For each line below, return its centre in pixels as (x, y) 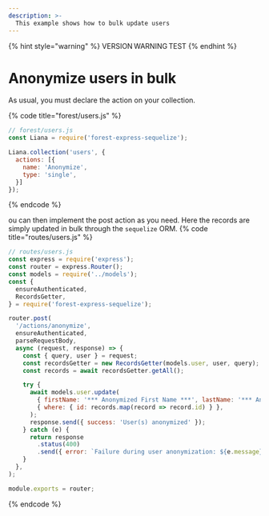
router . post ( (30, 318)
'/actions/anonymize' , (53, 326)
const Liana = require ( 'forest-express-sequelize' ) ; (98, 138)
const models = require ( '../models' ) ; (73, 274)
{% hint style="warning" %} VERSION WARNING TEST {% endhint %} (123, 46)
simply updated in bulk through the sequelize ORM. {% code (108, 229)
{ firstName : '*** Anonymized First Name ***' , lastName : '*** (145, 400)
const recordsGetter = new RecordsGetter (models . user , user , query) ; (141, 363)
